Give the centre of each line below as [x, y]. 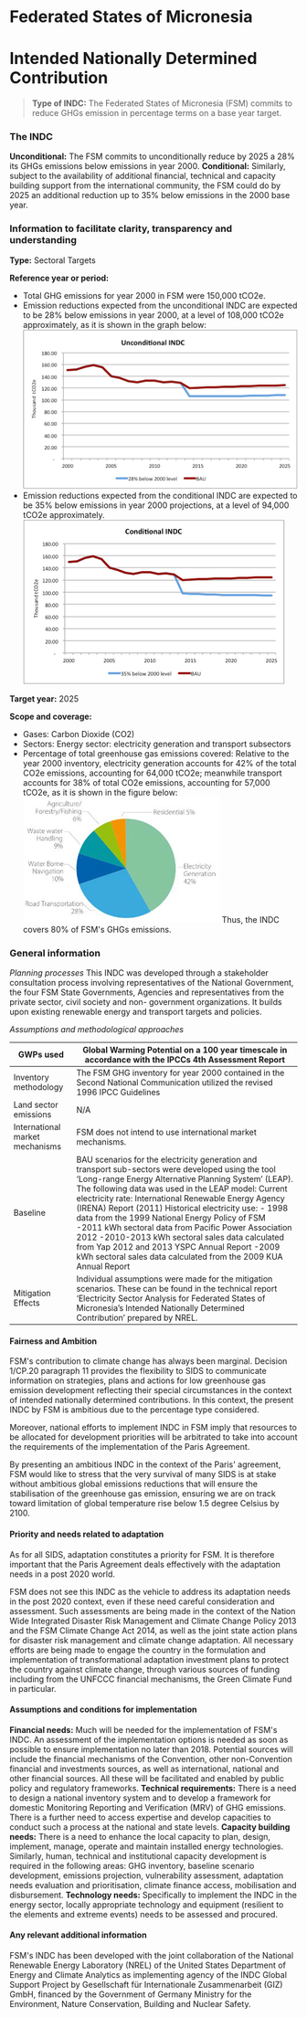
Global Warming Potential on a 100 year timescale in [185, 1050]
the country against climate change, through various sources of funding [145, 1669]
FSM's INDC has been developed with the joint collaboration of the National [152, 1956]
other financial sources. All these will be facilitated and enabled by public [147, 1778]
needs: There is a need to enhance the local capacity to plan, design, [140, 1836]
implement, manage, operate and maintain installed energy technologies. [147, 1846]
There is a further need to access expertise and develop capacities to [140, 1817]
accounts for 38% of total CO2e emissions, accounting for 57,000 [147, 782]
